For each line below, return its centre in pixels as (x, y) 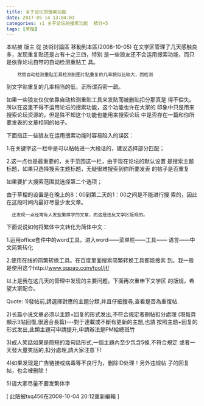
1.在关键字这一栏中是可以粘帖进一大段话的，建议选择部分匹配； (86, 148)
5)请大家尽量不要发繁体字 (38, 384)
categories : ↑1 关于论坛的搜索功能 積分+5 (57, 23)
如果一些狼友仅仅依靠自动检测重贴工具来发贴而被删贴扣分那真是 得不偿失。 (100, 100)
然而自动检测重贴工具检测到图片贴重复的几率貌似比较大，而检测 (85, 75)
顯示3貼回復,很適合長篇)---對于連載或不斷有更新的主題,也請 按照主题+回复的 (102, 322)
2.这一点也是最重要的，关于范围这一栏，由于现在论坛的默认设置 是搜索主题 (100, 161)
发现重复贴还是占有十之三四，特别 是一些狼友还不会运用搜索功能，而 (103, 55)
